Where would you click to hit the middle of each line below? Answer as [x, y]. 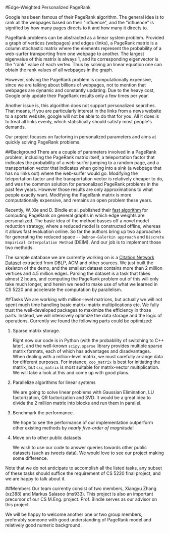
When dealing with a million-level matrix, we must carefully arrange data [88, 356]
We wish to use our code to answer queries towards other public [80, 447]
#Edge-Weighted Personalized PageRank [48, 7]
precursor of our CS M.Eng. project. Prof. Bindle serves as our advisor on [81, 499]
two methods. [19, 248]
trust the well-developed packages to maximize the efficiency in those [78, 310]
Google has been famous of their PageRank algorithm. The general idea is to [85, 17]
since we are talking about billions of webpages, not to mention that [76, 85]
